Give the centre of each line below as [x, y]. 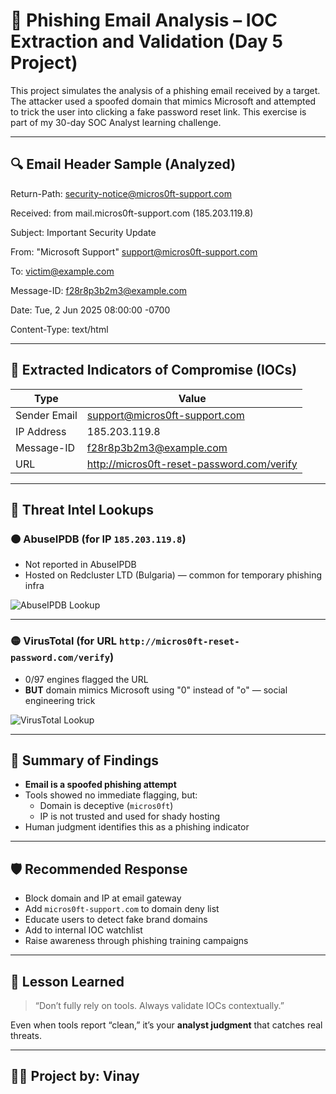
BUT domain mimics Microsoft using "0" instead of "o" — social [156, 690]
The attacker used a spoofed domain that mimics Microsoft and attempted [163, 101]
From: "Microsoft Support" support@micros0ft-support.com [134, 251]
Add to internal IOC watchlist [83, 930]
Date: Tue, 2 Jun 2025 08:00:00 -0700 [90, 310]
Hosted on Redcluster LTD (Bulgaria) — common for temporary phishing [173, 575]
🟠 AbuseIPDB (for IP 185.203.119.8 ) [98, 539]
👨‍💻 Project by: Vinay [75, 1076]
